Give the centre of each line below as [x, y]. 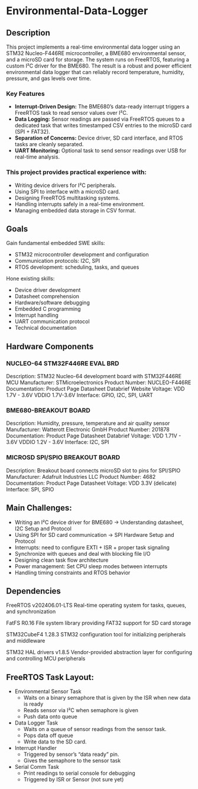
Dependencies [33, 591]
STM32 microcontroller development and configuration [82, 255]
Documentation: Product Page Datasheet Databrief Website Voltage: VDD [95, 389]
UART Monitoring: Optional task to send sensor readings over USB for [100, 151]
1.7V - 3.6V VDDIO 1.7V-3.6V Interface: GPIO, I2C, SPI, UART [80, 395]
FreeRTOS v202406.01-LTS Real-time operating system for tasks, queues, [96, 606]
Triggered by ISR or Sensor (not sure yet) [74, 780]
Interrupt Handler [36, 748]
